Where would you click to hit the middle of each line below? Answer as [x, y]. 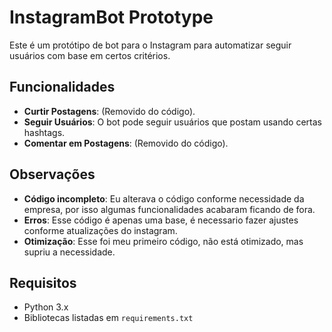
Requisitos [43, 282]
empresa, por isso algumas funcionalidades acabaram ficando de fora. [169, 209]
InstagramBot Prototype [111, 17]
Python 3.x [46, 307]
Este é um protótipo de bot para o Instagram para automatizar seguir [150, 45]
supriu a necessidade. [69, 252]
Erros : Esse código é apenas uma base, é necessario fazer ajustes [161, 220]
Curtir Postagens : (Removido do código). [109, 111]
